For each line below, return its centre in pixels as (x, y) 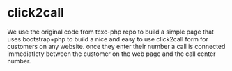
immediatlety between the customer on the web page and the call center (111, 54)
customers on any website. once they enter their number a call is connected (116, 46)
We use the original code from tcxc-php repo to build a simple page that (111, 32)
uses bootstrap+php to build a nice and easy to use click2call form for (108, 39)
